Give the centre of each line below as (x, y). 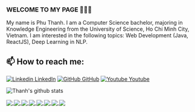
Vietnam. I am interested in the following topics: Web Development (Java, (97, 36)
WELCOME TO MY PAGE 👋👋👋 (49, 10)
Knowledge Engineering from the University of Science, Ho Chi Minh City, (98, 29)
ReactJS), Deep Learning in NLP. (47, 42)
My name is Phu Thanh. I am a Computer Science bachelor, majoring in (94, 23)
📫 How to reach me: (45, 62)
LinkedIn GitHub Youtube (92, 79)
